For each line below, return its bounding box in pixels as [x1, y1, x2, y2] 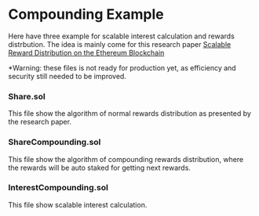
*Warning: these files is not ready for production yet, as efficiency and [8, 63, 237, 72]
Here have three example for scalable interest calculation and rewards [8, 31, 235, 41]
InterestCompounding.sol [8, 182, 108, 193]
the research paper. [8, 117, 72, 127]
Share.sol [8, 91, 46, 102]
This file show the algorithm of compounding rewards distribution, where [8, 154, 244, 164]
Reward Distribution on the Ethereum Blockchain [8, 48, 165, 57]
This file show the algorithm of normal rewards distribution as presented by [8, 109, 251, 118]
